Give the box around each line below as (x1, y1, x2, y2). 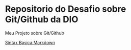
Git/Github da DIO (5, 14, 79, 25)
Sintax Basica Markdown (5, 39, 55, 45)
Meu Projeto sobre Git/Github (5, 30, 65, 36)
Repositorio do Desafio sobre (5, 3, 126, 15)
